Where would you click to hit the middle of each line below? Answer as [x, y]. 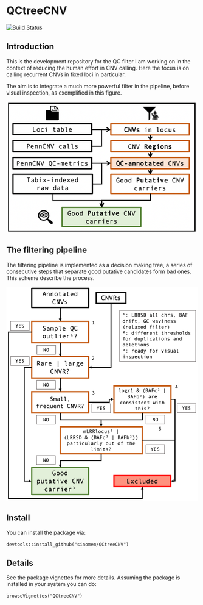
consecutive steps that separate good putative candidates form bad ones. [99, 271]
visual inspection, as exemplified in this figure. [64, 93]
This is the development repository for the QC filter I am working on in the [98, 61]
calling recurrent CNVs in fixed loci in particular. [66, 74]
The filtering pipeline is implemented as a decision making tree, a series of [99, 265]
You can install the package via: [46, 532]
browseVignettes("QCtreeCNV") [45, 596]
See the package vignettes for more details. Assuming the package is [93, 578]
